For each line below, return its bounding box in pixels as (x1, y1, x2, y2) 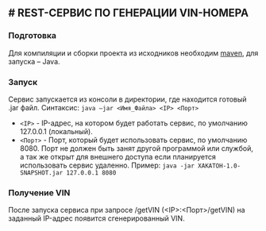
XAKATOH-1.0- (198, 162, 241, 170)
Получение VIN (8, 187, 71, 198)
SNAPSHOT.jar (19, 168, 64, 177)
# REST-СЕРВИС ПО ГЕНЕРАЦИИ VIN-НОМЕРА (8, 6, 249, 20)
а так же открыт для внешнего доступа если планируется (19, 152, 217, 161)
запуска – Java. (8, 56, 61, 66)
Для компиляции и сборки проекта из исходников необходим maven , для (8, 48, 259, 58)
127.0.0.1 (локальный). (19, 126, 93, 136)
